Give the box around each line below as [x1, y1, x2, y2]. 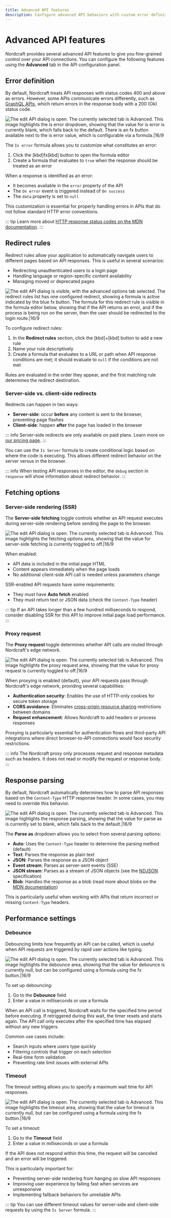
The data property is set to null [12, 193, 79, 200]
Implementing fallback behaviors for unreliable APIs [12, 1192, 121, 1198]
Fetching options [5, 488, 60, 497]
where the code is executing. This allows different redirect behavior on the [5, 452, 161, 459]
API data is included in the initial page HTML [12, 561, 106, 567]
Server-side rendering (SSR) [5, 503, 77, 511]
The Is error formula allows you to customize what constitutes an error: [5, 142, 157, 148]
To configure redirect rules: [5, 325, 63, 331]
